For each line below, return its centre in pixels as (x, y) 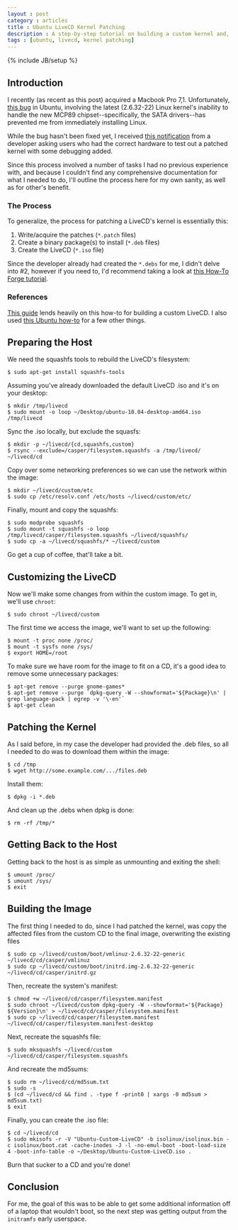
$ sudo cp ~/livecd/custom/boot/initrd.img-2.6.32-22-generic (101, 966)
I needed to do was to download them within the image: (89, 751)
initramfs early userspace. (47, 1219)
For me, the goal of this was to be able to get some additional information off (119, 1204)
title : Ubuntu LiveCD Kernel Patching (66, 27)
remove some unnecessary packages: (63, 674)
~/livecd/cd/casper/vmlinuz (49, 960)
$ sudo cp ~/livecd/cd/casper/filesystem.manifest (84, 1017)
